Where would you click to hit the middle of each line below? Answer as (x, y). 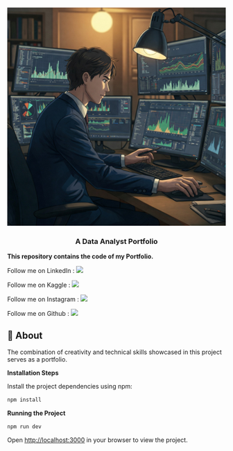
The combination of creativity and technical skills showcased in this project (114, 352)
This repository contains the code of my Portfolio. (80, 256)
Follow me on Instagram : (43, 299)
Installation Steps (33, 373)
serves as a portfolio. (37, 360)
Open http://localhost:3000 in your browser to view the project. (98, 440)
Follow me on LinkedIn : (41, 271)
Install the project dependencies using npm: (70, 387)
